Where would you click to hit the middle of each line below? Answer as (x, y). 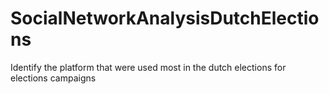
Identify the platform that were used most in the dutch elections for (148, 67)
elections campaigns (53, 78)
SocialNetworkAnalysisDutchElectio (165, 18)
